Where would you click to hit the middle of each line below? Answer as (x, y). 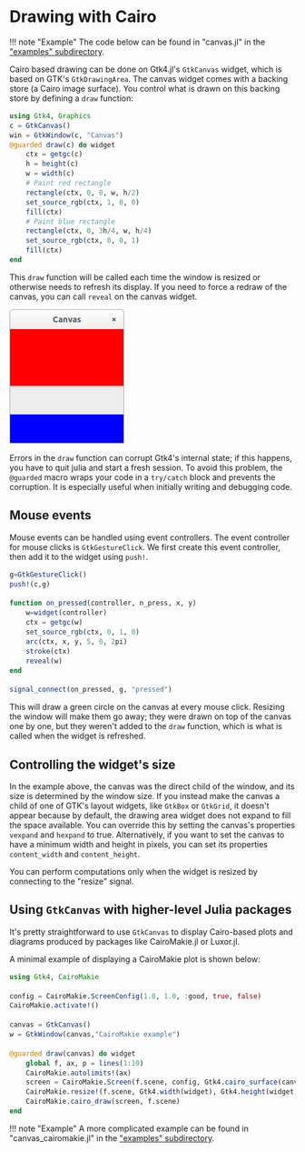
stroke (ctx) (48, 651)
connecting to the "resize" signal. (72, 881)
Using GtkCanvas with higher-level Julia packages (151, 910)
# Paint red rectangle (69, 184)
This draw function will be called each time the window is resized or (135, 277)
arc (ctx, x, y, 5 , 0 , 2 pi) (77, 641)
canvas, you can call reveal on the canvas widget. (103, 296)
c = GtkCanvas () (40, 125)
